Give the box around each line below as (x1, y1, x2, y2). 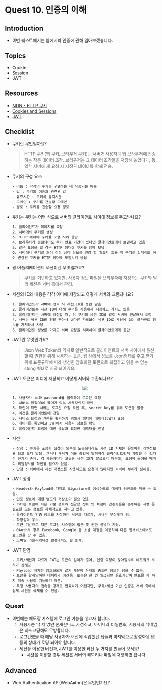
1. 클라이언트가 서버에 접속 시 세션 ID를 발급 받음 (12, 302, 102, 307)
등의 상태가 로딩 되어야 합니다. (19, 640, 76, 646)
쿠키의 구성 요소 (12, 173, 42, 180)
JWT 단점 (12, 547, 31, 553)
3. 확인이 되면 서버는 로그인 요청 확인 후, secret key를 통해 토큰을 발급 (12, 406, 144, 411)
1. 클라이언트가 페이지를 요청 (12, 224, 63, 230)
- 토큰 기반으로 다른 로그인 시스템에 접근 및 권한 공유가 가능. (12, 522, 121, 527)
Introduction (5, 24, 44, 32)
